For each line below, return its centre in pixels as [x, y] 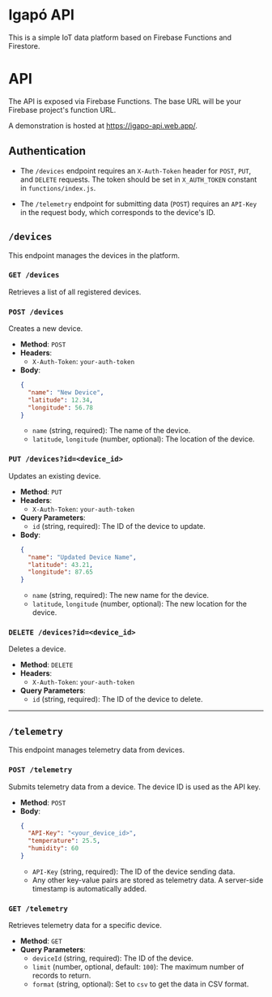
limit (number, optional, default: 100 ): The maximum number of [138, 967]
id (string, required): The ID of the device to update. [119, 526]
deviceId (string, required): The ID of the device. [113, 958]
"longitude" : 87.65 [61, 572]
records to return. [62, 976]
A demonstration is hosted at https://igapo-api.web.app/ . [103, 125]
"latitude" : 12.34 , [61, 400]
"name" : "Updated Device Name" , [82, 557]
